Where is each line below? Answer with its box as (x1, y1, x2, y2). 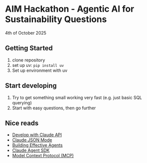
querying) (12, 100, 32, 105)
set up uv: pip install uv (12, 62, 64, 68)
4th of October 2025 (5, 30, 47, 36)
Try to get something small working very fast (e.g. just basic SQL (12, 94, 142, 101)
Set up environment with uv (12, 67, 68, 73)
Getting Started (5, 44, 53, 52)
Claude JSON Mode (12, 137, 53, 143)
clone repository (12, 57, 45, 63)
